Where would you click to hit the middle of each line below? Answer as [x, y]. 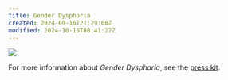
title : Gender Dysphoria [49, 15]
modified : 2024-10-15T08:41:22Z [62, 30]
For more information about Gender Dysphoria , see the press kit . [114, 67]
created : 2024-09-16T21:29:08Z [60, 23]
